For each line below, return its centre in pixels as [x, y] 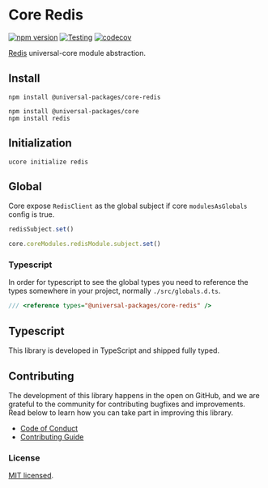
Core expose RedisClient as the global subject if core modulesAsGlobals [128, 206]
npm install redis [39, 118]
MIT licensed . [31, 476]
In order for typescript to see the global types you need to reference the [128, 282]
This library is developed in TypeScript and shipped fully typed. [114, 350]
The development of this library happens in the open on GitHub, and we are [134, 395]
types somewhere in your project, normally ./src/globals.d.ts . [115, 291]
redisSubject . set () [41, 229]
